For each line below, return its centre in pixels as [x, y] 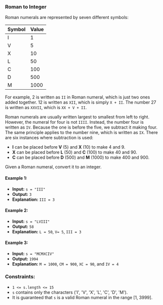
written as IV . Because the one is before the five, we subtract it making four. [81, 127]
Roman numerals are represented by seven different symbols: [67, 18]
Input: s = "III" [29, 189]
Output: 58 [23, 226]
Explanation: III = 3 [33, 199]
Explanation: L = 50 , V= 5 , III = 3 [47, 231]
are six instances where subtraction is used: [49, 138]
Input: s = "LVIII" [31, 221]
